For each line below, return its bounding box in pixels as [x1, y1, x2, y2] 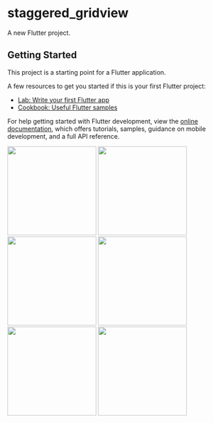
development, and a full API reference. [7, 132, 120, 140]
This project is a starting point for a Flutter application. [7, 68, 166, 76]
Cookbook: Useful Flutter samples [17, 103, 118, 112]
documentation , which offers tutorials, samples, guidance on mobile [7, 124, 206, 133]
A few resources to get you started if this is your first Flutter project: [7, 82, 206, 90]
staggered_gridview [7, 5, 129, 21]
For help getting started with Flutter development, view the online [7, 117, 199, 125]
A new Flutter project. [7, 28, 71, 37]
